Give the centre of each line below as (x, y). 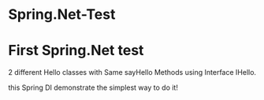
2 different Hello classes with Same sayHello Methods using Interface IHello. (132, 72)
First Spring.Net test (76, 51)
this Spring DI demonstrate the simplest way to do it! (93, 87)
